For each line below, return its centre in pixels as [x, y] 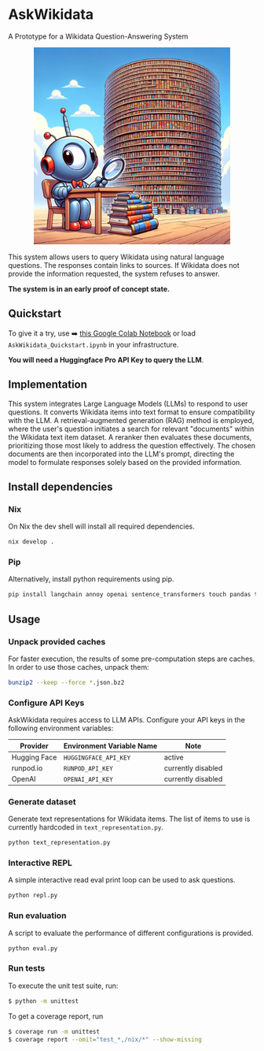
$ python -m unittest [44, 1001]
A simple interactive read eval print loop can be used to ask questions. [122, 880]
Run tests [27, 968]
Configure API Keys [46, 703]
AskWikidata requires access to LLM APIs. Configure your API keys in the [126, 720]
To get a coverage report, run [56, 1016]
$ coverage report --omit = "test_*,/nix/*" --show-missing [105, 1040]
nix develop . [31, 542]
